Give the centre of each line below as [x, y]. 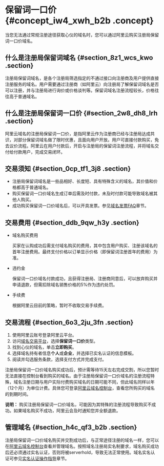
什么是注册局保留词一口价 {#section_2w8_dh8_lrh [81, 113]
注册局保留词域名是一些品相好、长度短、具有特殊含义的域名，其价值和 [83, 182]
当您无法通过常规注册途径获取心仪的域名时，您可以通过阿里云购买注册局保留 [82, 35]
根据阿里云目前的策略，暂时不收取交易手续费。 [59, 305]
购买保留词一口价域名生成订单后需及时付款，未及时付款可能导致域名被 [83, 194]
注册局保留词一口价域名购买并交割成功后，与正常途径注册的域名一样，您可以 [82, 440]
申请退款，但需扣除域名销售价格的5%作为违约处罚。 [65, 285]
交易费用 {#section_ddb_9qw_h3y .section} [72, 223]
